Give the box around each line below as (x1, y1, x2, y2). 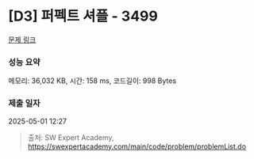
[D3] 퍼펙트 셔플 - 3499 (8, 7, 159, 25)
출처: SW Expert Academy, (27, 132, 114, 142)
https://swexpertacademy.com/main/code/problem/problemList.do (27, 142, 247, 151)
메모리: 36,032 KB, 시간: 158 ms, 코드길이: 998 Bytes (8, 76, 177, 85)
